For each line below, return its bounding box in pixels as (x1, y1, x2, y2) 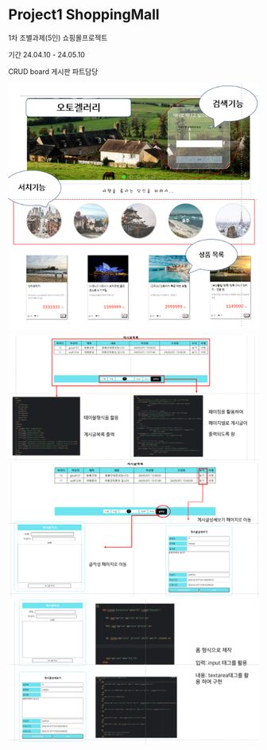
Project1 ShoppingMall (8, 6, 161, 24)
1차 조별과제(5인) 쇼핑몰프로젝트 (8, 33, 108, 42)
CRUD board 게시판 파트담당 (8, 66, 99, 76)
